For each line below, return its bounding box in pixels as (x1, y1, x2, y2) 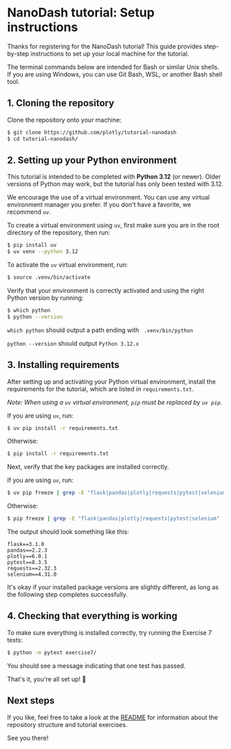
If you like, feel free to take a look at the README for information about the (7, 713, 219, 721)
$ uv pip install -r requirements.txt (7, 424, 118, 431)
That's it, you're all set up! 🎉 (7, 675, 87, 683)
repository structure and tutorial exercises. (7, 720, 128, 728)
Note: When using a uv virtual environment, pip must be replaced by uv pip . (7, 398, 223, 406)
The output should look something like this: (7, 528, 129, 536)
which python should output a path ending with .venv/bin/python (7, 325, 194, 334)
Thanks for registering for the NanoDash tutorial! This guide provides (7, 42, 203, 50)
